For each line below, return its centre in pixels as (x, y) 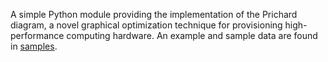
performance (37, 35)
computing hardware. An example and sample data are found (192, 35)
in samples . (34, 46)
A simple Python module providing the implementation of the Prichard (154, 14)
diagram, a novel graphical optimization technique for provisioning (146, 25)
